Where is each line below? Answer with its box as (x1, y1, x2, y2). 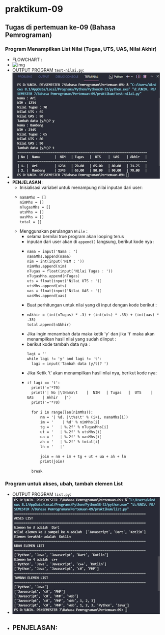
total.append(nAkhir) (27, 322, 71, 327)
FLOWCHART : (12, 57, 43, 62)
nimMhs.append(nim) (27, 264, 67, 269)
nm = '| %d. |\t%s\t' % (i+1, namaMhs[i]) (40, 415, 129, 420)
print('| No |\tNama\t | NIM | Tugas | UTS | (31, 390, 153, 395)
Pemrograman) (5, 30, 53, 39)
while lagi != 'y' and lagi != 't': (27, 356, 102, 361)
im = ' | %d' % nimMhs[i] (40, 420, 100, 424)
